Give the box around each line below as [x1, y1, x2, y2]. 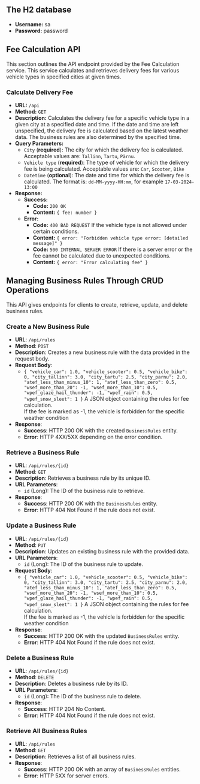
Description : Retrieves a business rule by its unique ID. [14, 474, 151, 482]
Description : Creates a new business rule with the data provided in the [14, 349, 190, 356]
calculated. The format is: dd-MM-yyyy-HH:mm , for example [23, 178, 163, 185]
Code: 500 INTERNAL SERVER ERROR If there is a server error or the [32, 246, 193, 253]
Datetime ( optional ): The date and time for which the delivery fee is [23, 171, 190, 178]
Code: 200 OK [32, 202, 66, 209]
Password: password [14, 27, 68, 34]
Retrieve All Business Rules [6, 727, 87, 735]
